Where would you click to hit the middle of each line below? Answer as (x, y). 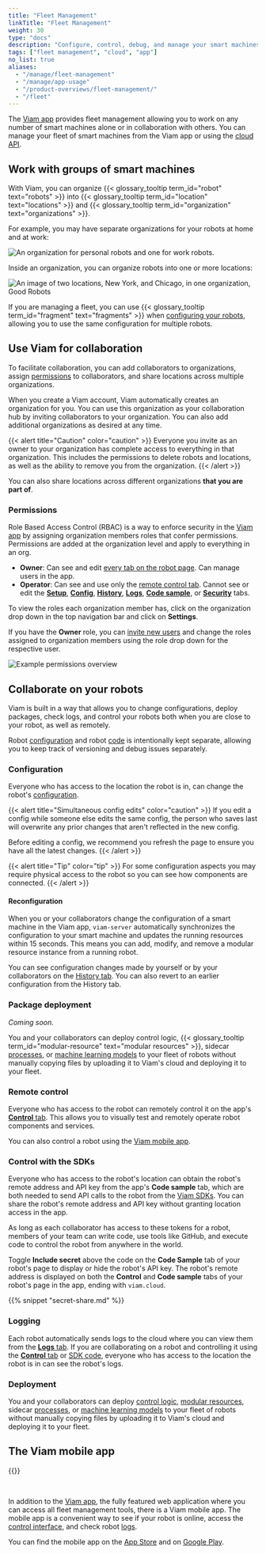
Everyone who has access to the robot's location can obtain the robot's (125, 1179)
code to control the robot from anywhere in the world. (96, 1244)
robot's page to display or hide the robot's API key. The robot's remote (123, 1268)
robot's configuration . (44, 795)
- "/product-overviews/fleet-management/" (86, 89)
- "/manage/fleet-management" (65, 74)
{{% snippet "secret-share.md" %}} (66, 1301)
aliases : (23, 67)
